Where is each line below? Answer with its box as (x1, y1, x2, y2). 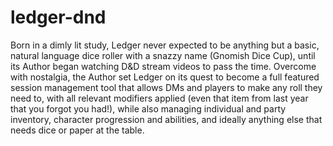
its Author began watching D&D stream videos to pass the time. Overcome (10, 60, 317, 72)
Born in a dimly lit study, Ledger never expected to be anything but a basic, (10, 39, 320, 51)
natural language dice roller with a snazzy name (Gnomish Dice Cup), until (10, 49, 316, 61)
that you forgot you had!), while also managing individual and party (10, 102, 287, 115)
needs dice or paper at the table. (10, 124, 145, 136)
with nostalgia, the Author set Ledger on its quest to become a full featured (10, 71, 320, 83)
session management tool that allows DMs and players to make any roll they (10, 81, 323, 93)
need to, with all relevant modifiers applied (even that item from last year (10, 92, 309, 104)
